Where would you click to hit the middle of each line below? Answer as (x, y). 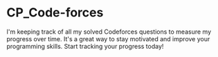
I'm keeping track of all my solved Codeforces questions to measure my (109, 32)
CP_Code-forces (55, 13)
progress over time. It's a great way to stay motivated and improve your (108, 38)
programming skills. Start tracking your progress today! (85, 46)
